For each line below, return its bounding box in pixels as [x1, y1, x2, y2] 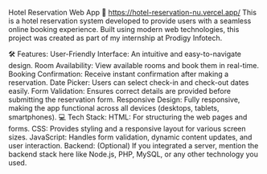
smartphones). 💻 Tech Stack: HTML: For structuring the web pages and [8, 112, 248, 122]
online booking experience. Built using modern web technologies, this [8, 25, 240, 34]
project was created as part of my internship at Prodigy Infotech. [8, 33, 223, 42]
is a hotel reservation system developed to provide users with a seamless [8, 16, 252, 26]
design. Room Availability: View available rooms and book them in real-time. [8, 61, 260, 70]
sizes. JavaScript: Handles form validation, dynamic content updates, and [8, 132, 253, 142]
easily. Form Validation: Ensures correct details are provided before [8, 87, 232, 95]
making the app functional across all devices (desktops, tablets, [8, 103, 220, 112]
